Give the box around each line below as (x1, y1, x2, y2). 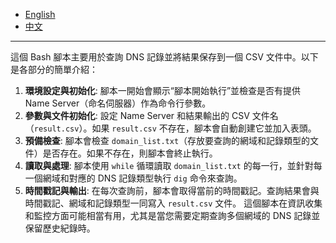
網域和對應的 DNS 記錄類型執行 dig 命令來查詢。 (42, 172, 243, 184)
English (24, 9, 56, 20)
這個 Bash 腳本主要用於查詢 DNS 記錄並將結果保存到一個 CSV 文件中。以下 (10, 51, 319, 63)
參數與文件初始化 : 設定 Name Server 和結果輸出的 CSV (24, 110, 250, 121)
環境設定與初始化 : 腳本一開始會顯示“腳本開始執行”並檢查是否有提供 (24, 85, 302, 96)
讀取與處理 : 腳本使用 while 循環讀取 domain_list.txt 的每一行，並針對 (24, 160, 314, 171)
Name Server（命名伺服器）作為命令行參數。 (24, 97, 212, 109)
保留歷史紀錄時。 (24, 222, 96, 234)
